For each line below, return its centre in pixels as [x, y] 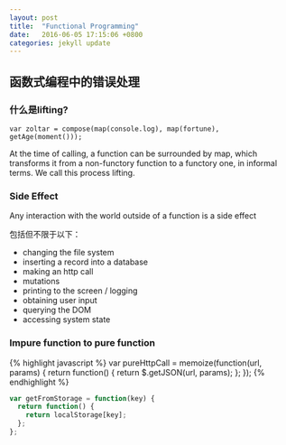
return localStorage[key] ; [76, 415]
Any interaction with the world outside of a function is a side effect [133, 216]
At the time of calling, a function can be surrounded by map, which [134, 153]
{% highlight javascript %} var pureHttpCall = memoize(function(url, [136, 363]
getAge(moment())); [46, 136]
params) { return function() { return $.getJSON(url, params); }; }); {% [137, 372]
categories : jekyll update [60, 43]
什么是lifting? [39, 109]
